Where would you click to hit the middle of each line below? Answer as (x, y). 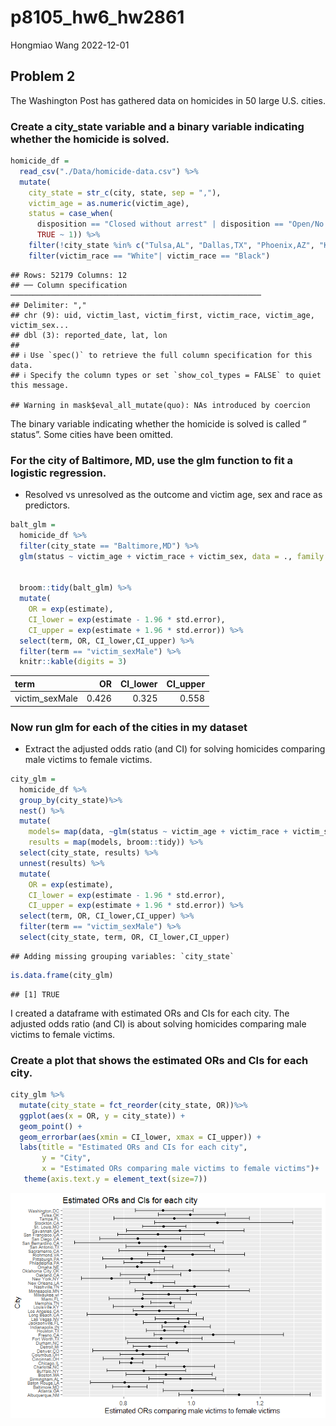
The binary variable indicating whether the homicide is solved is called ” (158, 423)
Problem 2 (43, 76)
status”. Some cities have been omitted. (92, 434)
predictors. (47, 505)
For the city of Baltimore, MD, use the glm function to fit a (152, 460)
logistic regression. (58, 473)
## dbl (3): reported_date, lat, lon (89, 335)
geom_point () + (51, 1126)
